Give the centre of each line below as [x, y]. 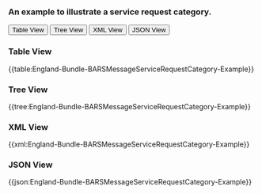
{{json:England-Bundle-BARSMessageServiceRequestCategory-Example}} [130, 182]
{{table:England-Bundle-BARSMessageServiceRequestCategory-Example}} [131, 69]
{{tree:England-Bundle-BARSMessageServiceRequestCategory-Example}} [130, 106]
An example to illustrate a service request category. [110, 12]
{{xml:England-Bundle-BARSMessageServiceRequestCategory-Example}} [129, 144]
